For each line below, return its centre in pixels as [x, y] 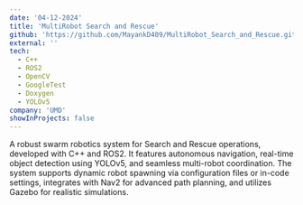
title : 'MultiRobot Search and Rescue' [84, 26]
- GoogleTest [42, 85]
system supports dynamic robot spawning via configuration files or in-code [150, 173]
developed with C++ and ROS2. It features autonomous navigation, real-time [151, 154]
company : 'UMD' [38, 110]
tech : [19, 51]
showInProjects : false [52, 118]
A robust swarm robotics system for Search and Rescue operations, [135, 144]
